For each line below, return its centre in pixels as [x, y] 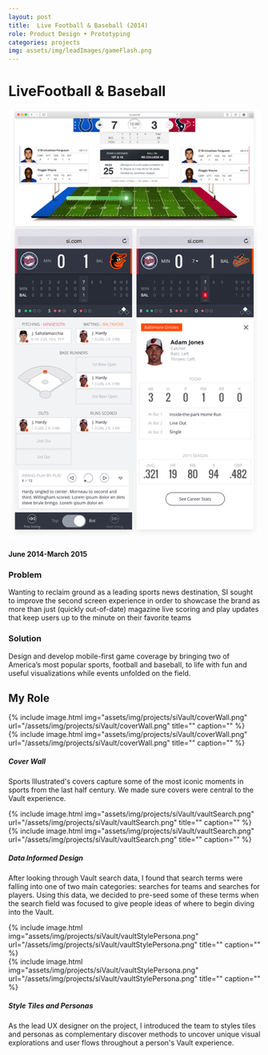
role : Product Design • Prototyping [69, 34]
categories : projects [44, 42]
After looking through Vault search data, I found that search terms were [126, 878]
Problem [25, 574]
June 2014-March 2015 [48, 554]
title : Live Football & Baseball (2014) [78, 25]
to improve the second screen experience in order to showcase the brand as [134, 601]
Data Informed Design [46, 858]
